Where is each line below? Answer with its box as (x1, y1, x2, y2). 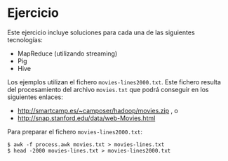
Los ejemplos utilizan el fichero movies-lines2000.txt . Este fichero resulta (7, 77, 221, 86)
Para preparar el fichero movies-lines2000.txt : (7, 127, 142, 136)
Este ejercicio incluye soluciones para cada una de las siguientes (7, 28, 195, 37)
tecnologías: (7, 35, 43, 44)
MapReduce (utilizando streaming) (17, 49, 118, 58)
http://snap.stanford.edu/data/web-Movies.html (17, 114, 156, 122)
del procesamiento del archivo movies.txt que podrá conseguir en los (7, 85, 209, 94)
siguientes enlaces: (7, 93, 63, 101)
